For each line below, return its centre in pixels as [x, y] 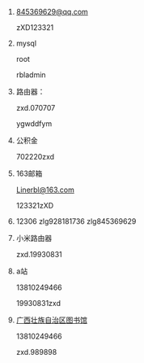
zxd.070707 [36, 108]
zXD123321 [35, 27]
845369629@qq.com [52, 12]
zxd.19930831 [39, 254]
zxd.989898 [36, 352]
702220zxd [35, 157]
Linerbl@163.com [45, 190]
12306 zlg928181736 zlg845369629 [76, 221]
